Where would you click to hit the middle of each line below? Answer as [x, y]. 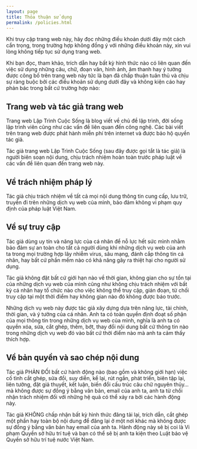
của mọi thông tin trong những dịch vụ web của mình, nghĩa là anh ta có [93, 320]
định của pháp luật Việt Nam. [41, 209]
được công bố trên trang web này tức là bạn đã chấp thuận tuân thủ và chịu [98, 76]
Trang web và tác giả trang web [65, 107]
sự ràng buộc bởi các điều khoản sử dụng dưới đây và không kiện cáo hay [96, 82]
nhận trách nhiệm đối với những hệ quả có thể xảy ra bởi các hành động [93, 397]
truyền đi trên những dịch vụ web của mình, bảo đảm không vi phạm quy [94, 202]
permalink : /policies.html [39, 22]
